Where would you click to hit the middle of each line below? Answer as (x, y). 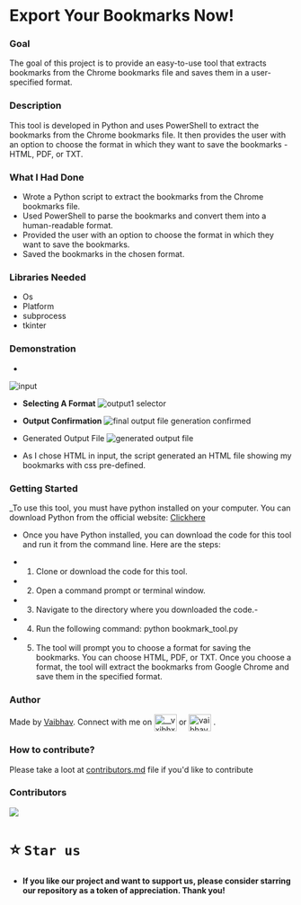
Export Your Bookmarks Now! (122, 16)
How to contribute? (52, 750)
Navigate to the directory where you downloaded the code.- (147, 609)
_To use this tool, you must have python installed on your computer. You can (150, 508)
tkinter (34, 325)
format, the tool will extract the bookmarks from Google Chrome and (162, 667)
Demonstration (43, 349)
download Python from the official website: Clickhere (107, 517)
